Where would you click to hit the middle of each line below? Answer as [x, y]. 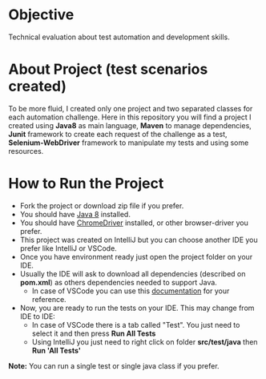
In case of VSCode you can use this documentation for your [131, 291]
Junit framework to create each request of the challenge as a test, [118, 134]
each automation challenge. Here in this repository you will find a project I [130, 117]
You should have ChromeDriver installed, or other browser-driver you [134, 223]
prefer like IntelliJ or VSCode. [69, 248]
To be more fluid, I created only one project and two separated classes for [131, 108]
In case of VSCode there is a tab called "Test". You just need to [136, 325]
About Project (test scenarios [108, 69]
